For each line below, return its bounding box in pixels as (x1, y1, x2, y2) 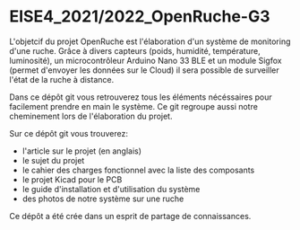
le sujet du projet (21, 155, 85, 165)
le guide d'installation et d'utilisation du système (21, 183, 201, 194)
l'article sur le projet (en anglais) (21, 146, 141, 156)
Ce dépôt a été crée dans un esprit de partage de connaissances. (9, 210, 252, 221)
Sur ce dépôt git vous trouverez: (9, 128, 128, 138)
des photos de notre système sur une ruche (21, 193, 184, 204)
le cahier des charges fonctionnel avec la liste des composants (21, 164, 255, 175)
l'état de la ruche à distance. (9, 74, 115, 84)
